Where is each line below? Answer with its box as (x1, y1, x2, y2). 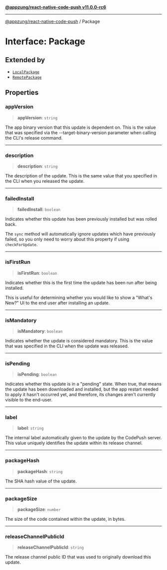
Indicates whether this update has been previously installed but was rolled (5, 216, 158, 222)
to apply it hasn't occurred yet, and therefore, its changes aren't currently (5, 392, 156, 398)
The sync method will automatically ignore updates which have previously (5, 231, 156, 237)
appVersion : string (17, 114, 58, 121)
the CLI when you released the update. (5, 178, 84, 184)
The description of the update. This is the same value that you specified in (5, 172, 158, 178)
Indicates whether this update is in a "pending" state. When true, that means (5, 381, 162, 387)
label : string (17, 425, 44, 431)
